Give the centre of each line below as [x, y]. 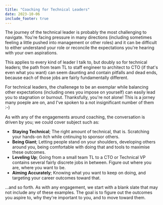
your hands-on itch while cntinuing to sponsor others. [66, 137]
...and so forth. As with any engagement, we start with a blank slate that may [81, 188]
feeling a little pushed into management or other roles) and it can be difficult [81, 43]
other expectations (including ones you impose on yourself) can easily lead [80, 92]
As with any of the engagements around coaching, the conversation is [75, 117]
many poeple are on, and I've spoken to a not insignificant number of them [80, 103]
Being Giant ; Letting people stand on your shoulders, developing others [84, 142]
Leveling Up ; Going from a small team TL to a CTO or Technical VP [79, 158]
